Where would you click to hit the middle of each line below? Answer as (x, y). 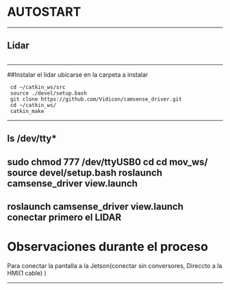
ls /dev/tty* (32, 139)
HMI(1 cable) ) (27, 273)
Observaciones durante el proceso (108, 247)
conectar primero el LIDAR (64, 217)
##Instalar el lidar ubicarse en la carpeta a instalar (78, 74)
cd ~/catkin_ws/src (38, 87)
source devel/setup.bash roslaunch (85, 172)
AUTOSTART (44, 12)
